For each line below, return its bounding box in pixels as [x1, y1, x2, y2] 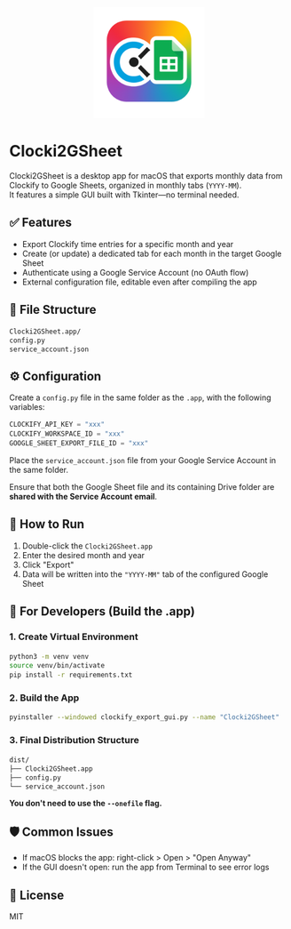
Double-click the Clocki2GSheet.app [21, 541, 153, 551]
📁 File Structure [9, 302, 97, 317]
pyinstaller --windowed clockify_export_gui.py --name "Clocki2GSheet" [9, 713, 279, 722]
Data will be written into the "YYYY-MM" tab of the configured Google [21, 568, 269, 580]
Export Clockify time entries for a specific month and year [21, 238, 234, 249]
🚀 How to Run [9, 517, 85, 532]
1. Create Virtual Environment [9, 630, 139, 643]
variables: [9, 402, 45, 412]
